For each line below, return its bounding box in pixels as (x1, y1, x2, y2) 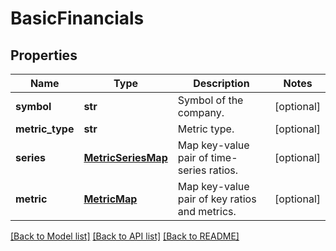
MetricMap (83, 192, 138, 206)
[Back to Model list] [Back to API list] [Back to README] (10, 230, 240, 242)
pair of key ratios (177, 192, 257, 206)
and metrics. (177, 205, 237, 218)
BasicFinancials (10, 7, 145, 30)
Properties (10, 47, 78, 64)
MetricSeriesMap (83, 151, 168, 164)
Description (193, 77, 250, 90)
